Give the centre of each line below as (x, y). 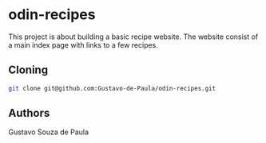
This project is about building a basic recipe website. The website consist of (133, 37)
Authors (29, 113)
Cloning (28, 70)
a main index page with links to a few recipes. (83, 44)
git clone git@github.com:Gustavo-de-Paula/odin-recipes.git (112, 88)
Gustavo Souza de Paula (49, 132)
